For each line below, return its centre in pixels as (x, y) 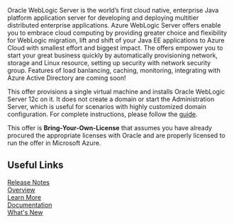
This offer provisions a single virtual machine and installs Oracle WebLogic (116, 92)
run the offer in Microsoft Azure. (54, 143)
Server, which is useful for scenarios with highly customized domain (107, 107)
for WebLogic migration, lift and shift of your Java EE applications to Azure (116, 40)
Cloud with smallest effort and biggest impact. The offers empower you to (115, 48)
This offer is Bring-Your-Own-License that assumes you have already (110, 128)
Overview (21, 190)
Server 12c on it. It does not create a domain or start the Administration (111, 99)
